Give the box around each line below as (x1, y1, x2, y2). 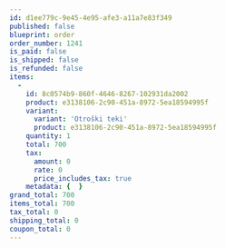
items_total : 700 (9, 199, 75, 209)
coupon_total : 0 (9, 224, 71, 233)
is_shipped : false (9, 55, 79, 64)
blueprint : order (9, 30, 75, 39)
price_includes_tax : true (33, 174, 132, 183)
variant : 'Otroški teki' (33, 114, 128, 124)
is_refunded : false (9, 64, 83, 74)
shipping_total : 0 (9, 215, 79, 225)
